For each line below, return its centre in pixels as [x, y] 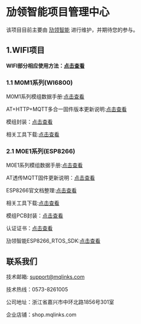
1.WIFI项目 [25, 50]
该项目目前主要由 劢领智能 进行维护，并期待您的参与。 [72, 30]
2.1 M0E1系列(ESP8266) [41, 151]
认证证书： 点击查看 [29, 228]
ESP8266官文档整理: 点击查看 [41, 190]
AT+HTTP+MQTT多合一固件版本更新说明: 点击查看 [66, 109]
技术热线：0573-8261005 [37, 290]
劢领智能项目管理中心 [58, 12]
